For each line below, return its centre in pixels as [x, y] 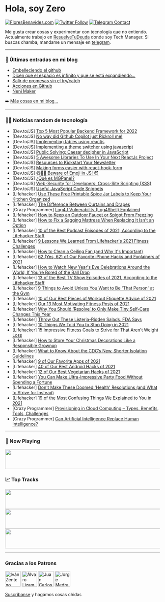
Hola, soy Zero [35, 9]
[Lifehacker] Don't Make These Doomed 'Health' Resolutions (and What [85, 387]
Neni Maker [24, 91]
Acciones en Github [32, 86]
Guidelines [23, 356]
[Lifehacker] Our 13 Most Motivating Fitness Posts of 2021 [71, 304]
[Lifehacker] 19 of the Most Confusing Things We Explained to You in [82, 398]
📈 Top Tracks [22, 479]
